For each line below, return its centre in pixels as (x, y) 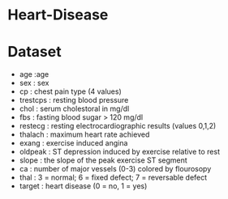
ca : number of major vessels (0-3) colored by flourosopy (115, 169)
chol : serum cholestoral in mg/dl (74, 109)
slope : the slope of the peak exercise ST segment (103, 160)
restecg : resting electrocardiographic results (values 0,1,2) (118, 126)
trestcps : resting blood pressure (74, 100)
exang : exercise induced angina (73, 143)
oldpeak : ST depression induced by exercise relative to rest (120, 152)
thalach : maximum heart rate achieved (84, 134)
